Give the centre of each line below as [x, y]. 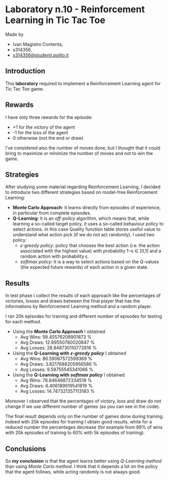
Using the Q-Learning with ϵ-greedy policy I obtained [70, 353]
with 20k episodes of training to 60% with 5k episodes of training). [75, 433]
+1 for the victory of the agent [44, 127]
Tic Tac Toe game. [25, 89]
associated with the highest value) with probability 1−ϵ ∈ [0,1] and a [91, 251]
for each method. [23, 322]
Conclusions [26, 449]
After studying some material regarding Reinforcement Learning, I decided [83, 187]
